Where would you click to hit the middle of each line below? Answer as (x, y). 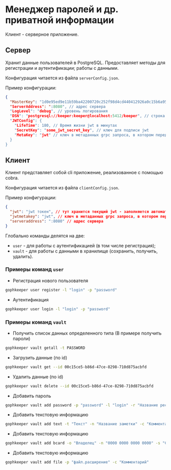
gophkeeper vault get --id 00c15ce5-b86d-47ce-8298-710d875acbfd (76, 367)
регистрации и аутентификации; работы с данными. (62, 68)
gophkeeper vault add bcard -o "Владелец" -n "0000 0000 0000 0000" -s (83, 443)
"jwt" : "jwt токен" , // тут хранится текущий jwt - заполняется (79, 212)
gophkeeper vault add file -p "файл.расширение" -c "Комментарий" (77, 462)
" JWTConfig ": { (26, 121)
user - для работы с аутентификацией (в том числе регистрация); (84, 245)
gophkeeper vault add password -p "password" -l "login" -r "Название (82, 405)
